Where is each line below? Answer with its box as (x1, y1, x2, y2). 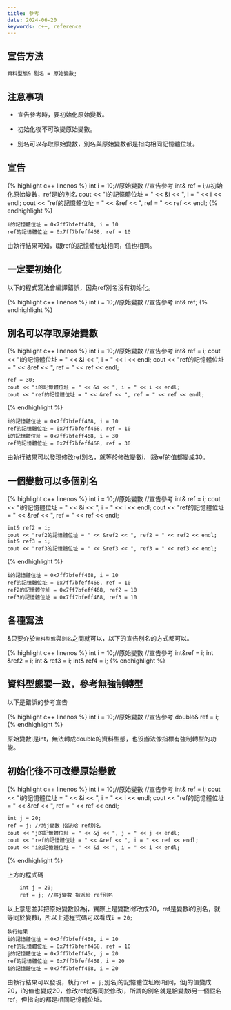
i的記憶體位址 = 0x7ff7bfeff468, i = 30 (7, 433, 119, 440)
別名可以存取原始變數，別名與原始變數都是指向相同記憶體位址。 (17, 139, 199, 148)
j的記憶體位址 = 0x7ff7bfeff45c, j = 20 (7, 950, 119, 957)
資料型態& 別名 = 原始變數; (7, 70, 77, 77)
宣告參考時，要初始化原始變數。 (17, 110, 108, 118)
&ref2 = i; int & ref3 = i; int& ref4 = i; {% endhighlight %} (7, 657, 165, 665)
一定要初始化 (7, 264, 62, 275)
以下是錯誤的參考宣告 (7, 698, 68, 706)
